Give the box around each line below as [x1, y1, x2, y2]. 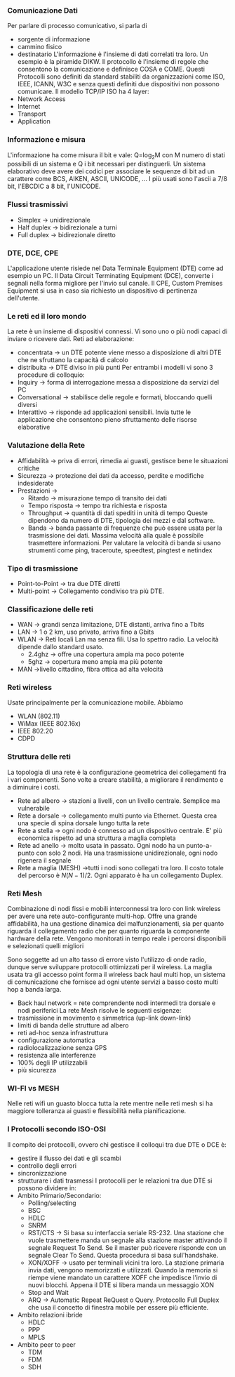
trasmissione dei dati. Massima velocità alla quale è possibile [27, 531, 204, 539]
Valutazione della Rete [7, 441, 86, 451]
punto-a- [186, 841, 213, 849]
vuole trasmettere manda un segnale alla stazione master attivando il [27, 1236, 227, 1244]
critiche [17, 464, 40, 472]
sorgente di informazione [17, 35, 90, 44]
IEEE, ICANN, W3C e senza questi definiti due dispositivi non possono [17, 80, 220, 88]
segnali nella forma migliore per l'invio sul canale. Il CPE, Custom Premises [7, 279, 223, 287]
